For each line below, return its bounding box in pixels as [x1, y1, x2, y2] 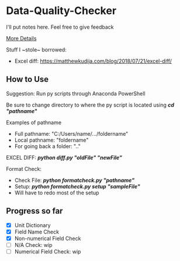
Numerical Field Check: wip [14, 248, 81, 255]
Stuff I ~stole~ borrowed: [6, 46, 67, 53]
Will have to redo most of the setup [14, 189, 99, 196]
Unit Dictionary [14, 221, 51, 229]
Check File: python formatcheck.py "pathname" [14, 177, 135, 184]
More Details [6, 35, 37, 42]
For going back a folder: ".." [14, 142, 81, 150]
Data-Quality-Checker [6, 4, 117, 18]
